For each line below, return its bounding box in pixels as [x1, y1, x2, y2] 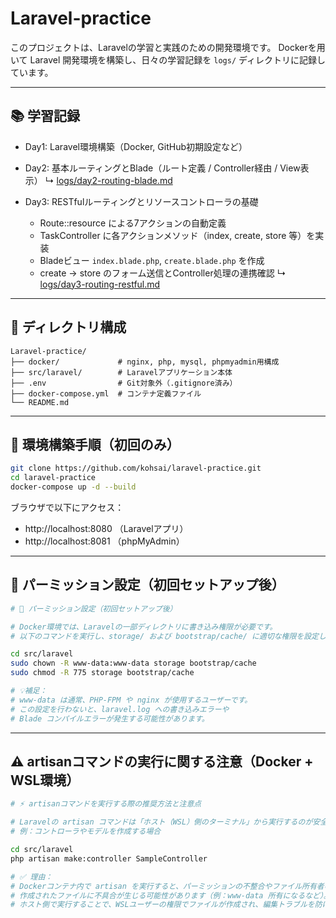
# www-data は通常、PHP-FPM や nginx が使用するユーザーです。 [10, 695, 253, 705]
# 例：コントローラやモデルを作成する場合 [10, 827, 162, 837]
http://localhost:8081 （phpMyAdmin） [24, 535, 185, 547]
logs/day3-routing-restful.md [39, 278, 161, 290]
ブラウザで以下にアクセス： [10, 502, 125, 513]
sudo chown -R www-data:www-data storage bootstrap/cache [10, 658, 257, 669]
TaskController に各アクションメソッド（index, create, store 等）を [39, 229, 316, 241]
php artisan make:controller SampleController [10, 853, 208, 864]
